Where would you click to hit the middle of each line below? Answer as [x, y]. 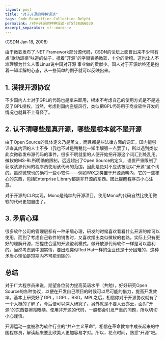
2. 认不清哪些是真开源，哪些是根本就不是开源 [73, 129]
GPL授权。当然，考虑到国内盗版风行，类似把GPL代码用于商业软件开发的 [86, 106]
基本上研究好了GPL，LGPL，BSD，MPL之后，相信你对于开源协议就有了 [86, 298]
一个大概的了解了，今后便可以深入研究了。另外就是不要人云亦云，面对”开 [79, 304]
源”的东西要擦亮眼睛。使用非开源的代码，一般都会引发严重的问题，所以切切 [82, 310]
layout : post [18, 10]
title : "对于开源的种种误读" [31, 14]
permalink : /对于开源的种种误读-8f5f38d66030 [49, 23]
